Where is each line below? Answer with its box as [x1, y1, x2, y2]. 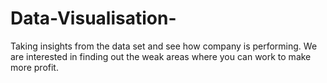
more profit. [10, 61, 59, 73]
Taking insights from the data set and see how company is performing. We [10, 40, 318, 52]
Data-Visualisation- [10, 7, 177, 30]
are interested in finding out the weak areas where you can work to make [10, 50, 312, 62]
